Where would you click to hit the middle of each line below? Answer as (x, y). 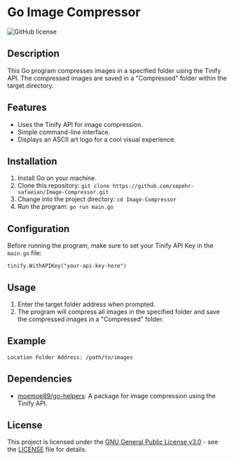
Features (27, 108)
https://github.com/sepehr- (153, 187)
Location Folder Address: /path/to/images (70, 357)
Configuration (39, 229)
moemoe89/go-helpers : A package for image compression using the (116, 395)
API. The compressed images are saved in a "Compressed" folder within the (117, 78)
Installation (32, 161)
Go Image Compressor (74, 12)
